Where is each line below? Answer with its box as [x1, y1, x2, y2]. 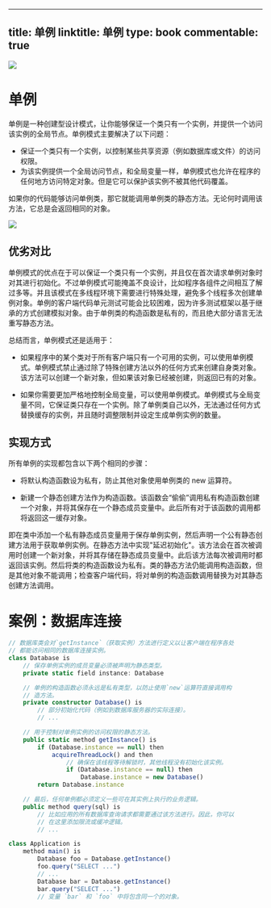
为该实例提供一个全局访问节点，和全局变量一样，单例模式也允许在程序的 [19, 166, 261, 176]
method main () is [23, 847, 81, 856]
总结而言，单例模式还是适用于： [8, 335, 115, 345]
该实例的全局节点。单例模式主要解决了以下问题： [8, 128, 171, 138]
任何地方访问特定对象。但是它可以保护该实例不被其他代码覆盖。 [19, 176, 232, 186]
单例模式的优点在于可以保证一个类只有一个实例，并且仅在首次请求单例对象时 [8, 267, 263, 277]
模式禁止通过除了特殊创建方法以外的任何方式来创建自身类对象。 [48, 362, 261, 372]
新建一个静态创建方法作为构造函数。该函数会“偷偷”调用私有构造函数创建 [19, 493, 261, 503]
